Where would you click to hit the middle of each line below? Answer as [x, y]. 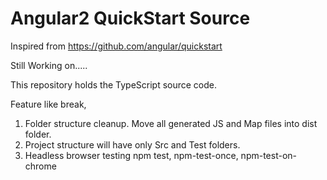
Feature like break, [48, 104]
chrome [40, 166]
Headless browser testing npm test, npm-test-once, [131, 155]
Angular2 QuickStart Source [130, 18]
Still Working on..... [49, 65]
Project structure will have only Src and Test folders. [132, 144]
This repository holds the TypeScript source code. [114, 84]
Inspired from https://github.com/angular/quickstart [116, 46]
